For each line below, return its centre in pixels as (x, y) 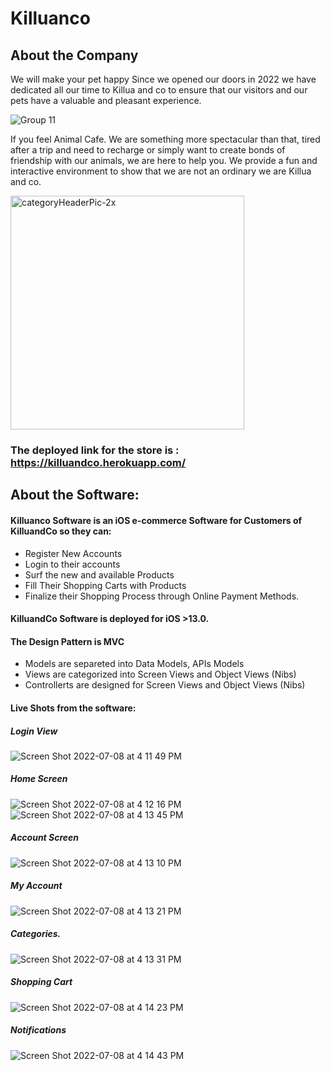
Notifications (38, 1030)
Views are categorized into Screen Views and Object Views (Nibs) (160, 674)
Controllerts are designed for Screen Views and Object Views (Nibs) (165, 685)
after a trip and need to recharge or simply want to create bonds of (148, 150)
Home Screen (39, 779)
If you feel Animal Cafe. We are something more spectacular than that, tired (165, 139)
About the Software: (75, 495)
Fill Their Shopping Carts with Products (105, 585)
